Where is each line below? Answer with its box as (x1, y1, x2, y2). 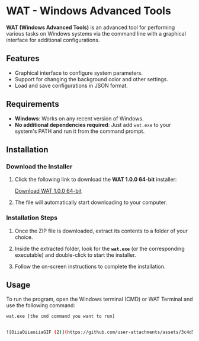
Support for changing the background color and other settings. (14, 75, 169, 82)
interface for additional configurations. (6, 36, 100, 43)
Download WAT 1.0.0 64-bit (14, 187, 82, 195)
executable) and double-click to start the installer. (14, 251, 136, 259)
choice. (14, 233, 34, 241)
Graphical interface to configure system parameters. (14, 69, 143, 77)
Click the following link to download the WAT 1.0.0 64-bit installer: (14, 176, 177, 183)
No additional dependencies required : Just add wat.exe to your (14, 121, 171, 128)
